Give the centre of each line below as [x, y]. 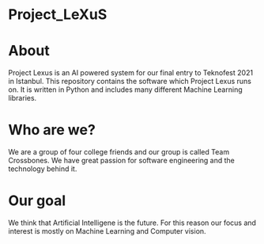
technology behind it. [43, 169]
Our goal [37, 201]
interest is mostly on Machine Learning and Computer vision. [107, 231]
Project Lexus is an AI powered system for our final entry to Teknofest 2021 [131, 73]
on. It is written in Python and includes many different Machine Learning [125, 90]
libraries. [23, 98]
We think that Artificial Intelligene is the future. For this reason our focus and [132, 223]
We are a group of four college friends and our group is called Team [119, 152]
